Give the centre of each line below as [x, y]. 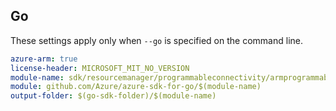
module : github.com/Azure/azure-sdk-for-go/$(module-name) [136, 87]
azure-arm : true [44, 59]
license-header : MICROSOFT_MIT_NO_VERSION [100, 68]
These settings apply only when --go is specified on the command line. [156, 40]
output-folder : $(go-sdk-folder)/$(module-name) [113, 96]
